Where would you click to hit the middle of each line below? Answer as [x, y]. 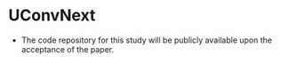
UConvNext [52, 16]
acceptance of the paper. [68, 49]
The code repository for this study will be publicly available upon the [147, 40]
